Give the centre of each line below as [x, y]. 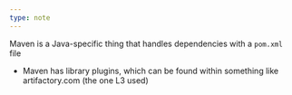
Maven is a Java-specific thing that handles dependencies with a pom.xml [146, 43]
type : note [30, 18]
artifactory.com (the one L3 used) [85, 80]
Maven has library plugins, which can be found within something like [151, 71]
